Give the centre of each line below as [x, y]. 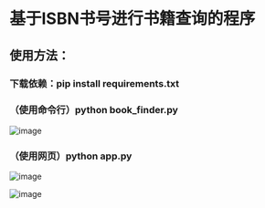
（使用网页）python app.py [71, 156]
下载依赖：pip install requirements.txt [95, 83]
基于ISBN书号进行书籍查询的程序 [132, 19]
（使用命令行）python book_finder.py [94, 110]
